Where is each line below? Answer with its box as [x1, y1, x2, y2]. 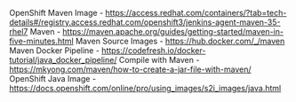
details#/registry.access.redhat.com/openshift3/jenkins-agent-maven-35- [9, 17, 281, 27]
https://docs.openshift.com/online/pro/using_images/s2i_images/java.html [9, 83, 282, 93]
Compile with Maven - [118, 55, 200, 65]
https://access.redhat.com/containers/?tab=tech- [105, 8, 287, 18]
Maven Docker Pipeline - [9, 45, 100, 56]
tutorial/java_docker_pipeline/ [9, 55, 117, 65]
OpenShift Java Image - [9, 74, 96, 83]
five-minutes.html [9, 35, 74, 46]
